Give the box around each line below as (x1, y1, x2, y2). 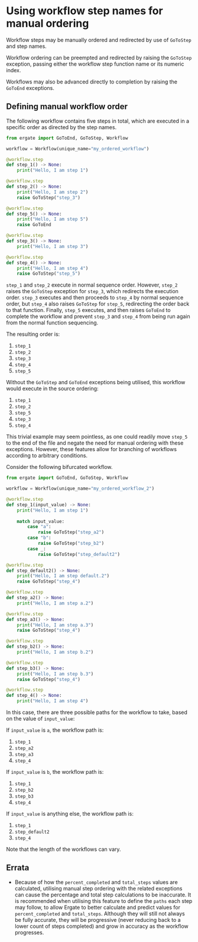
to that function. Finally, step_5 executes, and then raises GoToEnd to (6, 307, 171, 314)
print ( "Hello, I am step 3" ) (17, 243, 89, 249)
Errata (6, 863, 30, 873)
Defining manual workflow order (6, 102, 128, 112)
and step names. (6, 43, 47, 50)
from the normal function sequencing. (6, 319, 99, 326)
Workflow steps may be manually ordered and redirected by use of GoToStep (6, 36, 191, 43)
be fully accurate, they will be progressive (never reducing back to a (14, 916, 181, 923)
